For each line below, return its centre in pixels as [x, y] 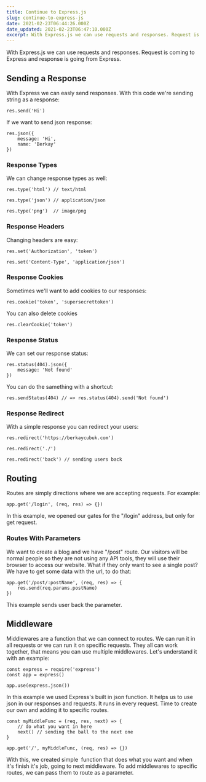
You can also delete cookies [42, 313]
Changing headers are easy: [42, 240]
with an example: [28, 659]
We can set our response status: [47, 353]
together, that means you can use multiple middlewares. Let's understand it [102, 652]
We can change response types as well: [57, 178]
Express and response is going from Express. [64, 59]
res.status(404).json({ [37, 365]
